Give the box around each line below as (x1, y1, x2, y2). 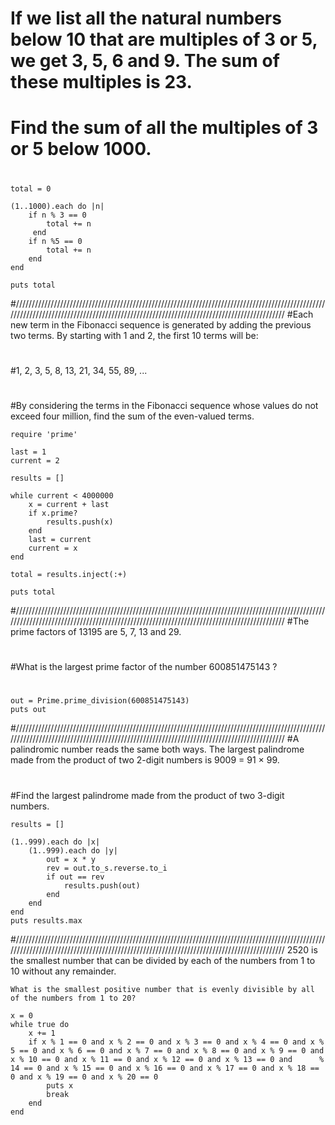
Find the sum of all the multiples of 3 (10, 117, 319, 139)
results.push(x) (46, 517, 114, 527)
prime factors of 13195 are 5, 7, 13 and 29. (10, 625, 182, 637)
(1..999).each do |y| (28, 845, 118, 856)
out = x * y (46, 854, 97, 864)
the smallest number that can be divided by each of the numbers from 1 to (10, 954, 316, 966)
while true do (10, 1019, 70, 1029)
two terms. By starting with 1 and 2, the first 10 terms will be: (10, 329, 259, 341)
